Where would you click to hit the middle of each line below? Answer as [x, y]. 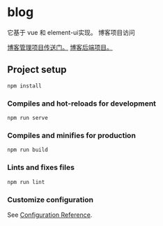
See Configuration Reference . [50, 215]
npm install [24, 86]
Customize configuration [51, 199]
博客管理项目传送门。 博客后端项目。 [60, 47]
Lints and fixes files [41, 167]
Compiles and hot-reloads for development [82, 104]
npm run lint [26, 182]
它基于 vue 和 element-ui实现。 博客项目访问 [71, 32]
